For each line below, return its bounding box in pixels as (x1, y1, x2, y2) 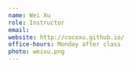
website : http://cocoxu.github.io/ (8, 33, 125, 41)
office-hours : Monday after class (8, 41, 122, 48)
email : (8, 26, 30, 34)
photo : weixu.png (8, 48, 65, 55)
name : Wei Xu (8, 11, 51, 20)
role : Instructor (8, 19, 65, 27)
